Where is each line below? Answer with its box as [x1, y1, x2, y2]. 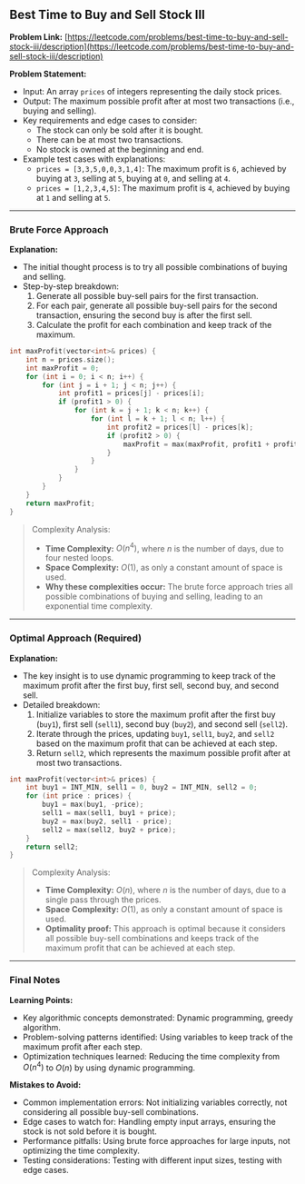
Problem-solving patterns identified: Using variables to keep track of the [22, 1031, 293, 1042]
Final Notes [9, 974, 61, 987]
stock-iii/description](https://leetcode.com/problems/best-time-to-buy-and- [9, 41, 295, 52]
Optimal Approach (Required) [9, 632, 143, 644]
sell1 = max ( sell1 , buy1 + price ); [42, 809, 177, 818]
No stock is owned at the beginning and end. [35, 144, 204, 154]
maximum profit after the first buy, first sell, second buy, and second [22, 680, 280, 691]
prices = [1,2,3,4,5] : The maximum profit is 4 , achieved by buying [35, 182, 290, 194]
